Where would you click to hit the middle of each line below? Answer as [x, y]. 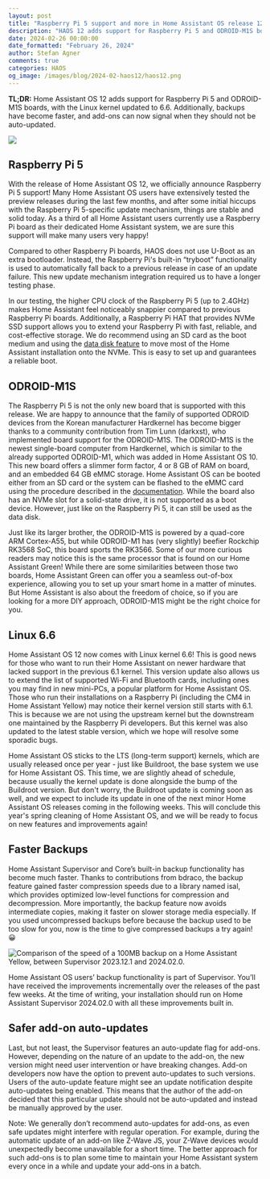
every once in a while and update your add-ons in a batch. [105, 1166]
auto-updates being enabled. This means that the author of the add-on [125, 1090]
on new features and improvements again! [78, 824]
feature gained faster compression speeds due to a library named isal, [125, 886]
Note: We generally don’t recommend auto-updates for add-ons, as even [129, 1123]
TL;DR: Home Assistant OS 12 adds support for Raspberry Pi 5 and [119, 98]
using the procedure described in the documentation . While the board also [132, 492]
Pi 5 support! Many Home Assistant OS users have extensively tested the [129, 193]
